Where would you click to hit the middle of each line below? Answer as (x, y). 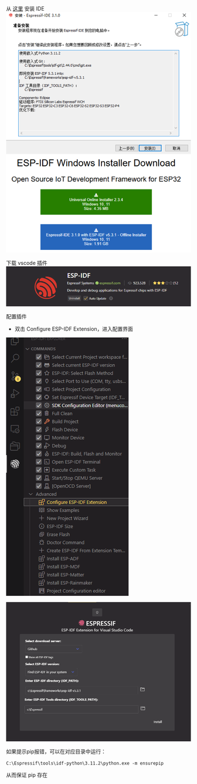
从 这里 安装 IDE (26, 9)
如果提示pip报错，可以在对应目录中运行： (56, 751)
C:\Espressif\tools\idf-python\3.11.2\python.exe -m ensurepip (85, 763)
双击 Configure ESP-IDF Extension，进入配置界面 (74, 329)
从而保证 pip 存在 (27, 775)
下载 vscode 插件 (27, 263)
